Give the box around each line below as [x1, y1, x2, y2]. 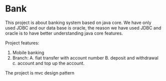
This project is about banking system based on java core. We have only [5, 19, 152, 25]
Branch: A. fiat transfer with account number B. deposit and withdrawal [12, 54, 159, 60]
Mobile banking [12, 49, 45, 55]
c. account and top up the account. [12, 60, 85, 66]
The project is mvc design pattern [5, 69, 75, 75]
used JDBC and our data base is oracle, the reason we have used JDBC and [5, 24, 162, 30]
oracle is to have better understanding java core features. [5, 30, 123, 36]
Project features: [5, 39, 39, 45]
